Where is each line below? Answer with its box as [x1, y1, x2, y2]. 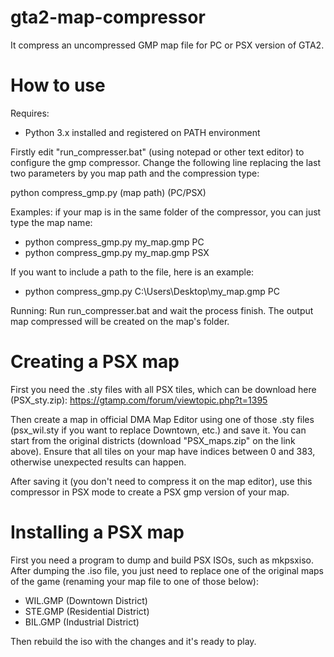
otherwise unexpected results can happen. [10, 456, 187, 468]
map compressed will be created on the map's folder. [10, 315, 230, 327]
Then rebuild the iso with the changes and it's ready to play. [10, 635, 257, 647]
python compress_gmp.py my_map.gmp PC [24, 236, 205, 248]
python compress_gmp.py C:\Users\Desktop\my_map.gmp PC [24, 285, 280, 297]
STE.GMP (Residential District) [24, 605, 150, 617]
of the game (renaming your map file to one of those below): [10, 575, 260, 587]
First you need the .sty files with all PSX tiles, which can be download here [10, 383, 317, 395]
